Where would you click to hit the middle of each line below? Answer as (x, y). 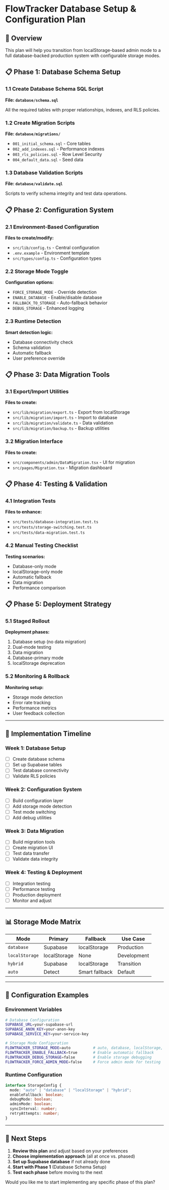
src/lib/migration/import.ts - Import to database (65, 418)
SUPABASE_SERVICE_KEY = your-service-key (47, 1034)
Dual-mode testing (32, 647)
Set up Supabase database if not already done (61, 1161)
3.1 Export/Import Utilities (37, 391)
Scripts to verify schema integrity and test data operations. (66, 193)
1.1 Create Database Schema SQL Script (54, 89)
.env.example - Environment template (51, 253)
